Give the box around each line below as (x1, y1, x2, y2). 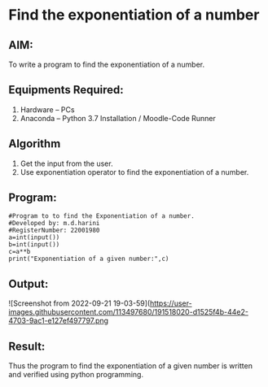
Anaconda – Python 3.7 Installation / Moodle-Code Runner (20, 113, 216, 123)
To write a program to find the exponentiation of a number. (8, 59, 205, 69)
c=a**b (8, 248, 31, 256)
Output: (8, 276, 49, 290)
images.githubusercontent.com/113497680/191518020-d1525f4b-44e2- (8, 307, 248, 317)
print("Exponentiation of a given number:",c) (8, 254, 169, 263)
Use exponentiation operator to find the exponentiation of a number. (20, 167, 249, 176)
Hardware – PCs (20, 104, 75, 115)
